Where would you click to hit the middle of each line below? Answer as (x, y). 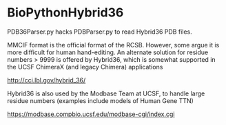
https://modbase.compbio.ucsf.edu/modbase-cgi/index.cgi (91, 114)
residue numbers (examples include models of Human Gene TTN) (101, 100)
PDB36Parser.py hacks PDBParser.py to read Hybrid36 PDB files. (100, 32)
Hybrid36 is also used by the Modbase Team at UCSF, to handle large (106, 93)
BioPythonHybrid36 (65, 13)
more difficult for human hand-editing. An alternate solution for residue (108, 52)
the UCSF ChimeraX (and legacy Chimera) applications (85, 67)
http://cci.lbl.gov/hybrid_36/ (47, 80)
